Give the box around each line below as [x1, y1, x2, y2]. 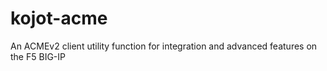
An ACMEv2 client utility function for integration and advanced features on [10, 40, 318, 52]
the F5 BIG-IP [10, 50, 66, 62]
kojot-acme [10, 7, 108, 30]
